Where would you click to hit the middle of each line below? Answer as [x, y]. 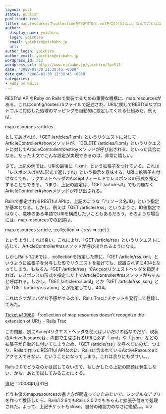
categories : [17, 79]
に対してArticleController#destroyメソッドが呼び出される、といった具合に [85, 149]
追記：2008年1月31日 [27, 383]
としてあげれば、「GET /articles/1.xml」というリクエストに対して [71, 137]
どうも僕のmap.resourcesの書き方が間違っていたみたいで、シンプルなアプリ [83, 394]
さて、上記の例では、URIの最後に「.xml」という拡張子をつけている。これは [82, 166]
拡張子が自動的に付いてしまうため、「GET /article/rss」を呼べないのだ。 [79, 344]
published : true [22, 19]
